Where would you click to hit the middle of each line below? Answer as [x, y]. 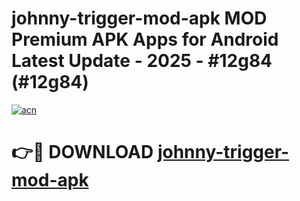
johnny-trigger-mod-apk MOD [139, 18]
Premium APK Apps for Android [145, 39]
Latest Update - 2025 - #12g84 [142, 61]
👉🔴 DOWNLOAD [82, 152]
